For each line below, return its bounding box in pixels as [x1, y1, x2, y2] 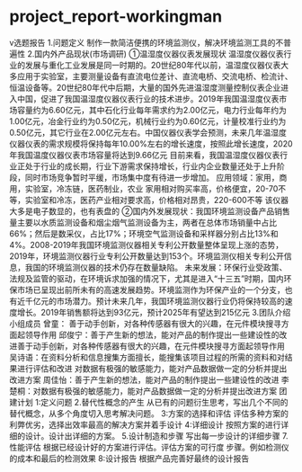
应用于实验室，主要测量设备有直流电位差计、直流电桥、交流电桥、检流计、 [16, 70, 293, 82]
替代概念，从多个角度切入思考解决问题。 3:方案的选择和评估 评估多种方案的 [9, 407, 289, 419]
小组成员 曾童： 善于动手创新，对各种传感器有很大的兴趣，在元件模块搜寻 [9, 317, 281, 329]
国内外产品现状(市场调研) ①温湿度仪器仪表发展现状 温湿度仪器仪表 [34, 48, 285, 59]
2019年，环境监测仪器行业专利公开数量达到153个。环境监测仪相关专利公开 [9, 250, 285, 262]
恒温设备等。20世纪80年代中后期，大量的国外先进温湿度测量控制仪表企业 [9, 82, 281, 93]
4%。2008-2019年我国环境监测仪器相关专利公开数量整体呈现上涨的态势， [9, 239, 284, 250]
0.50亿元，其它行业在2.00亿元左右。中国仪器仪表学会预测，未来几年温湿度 [9, 127, 288, 138]
